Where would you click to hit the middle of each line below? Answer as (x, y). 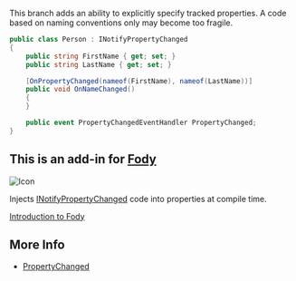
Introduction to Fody (47, 216)
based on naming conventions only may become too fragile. (121, 23)
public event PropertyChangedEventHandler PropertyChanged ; (141, 122)
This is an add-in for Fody (83, 159)
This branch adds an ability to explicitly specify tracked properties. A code (148, 13)
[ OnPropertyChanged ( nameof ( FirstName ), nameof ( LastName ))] (139, 81)
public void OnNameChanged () (81, 90)
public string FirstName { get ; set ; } (101, 56)
